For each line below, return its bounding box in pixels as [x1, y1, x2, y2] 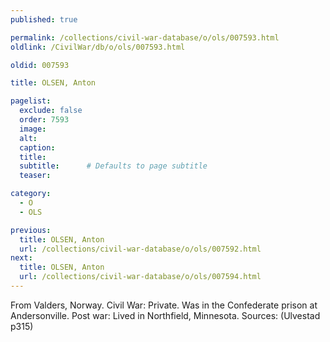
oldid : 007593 [10, 60, 70, 70]
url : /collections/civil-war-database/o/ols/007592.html [19, 244, 262, 254]
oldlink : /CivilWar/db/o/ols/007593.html [10, 42, 186, 52]
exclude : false [19, 106, 83, 116]
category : [10, 189, 52, 199]
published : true [10, 14, 78, 25]
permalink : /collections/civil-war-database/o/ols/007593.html [10, 32, 280, 43]
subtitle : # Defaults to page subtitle [19, 161, 208, 171]
